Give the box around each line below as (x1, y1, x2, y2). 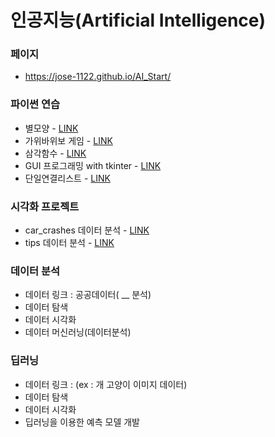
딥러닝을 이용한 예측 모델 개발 (24, 416, 140, 428)
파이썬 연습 (10, 97, 61, 111)
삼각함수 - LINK (24, 147, 87, 159)
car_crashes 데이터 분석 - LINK (24, 224, 150, 236)
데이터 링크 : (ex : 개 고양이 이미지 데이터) (24, 378, 188, 390)
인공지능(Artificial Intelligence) (10, 9, 267, 32)
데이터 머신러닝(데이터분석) (24, 326, 132, 338)
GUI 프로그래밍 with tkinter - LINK (24, 159, 162, 171)
